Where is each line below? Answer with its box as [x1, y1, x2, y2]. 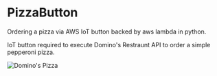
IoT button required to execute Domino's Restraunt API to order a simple [7, 40, 211, 49]
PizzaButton [7, 5, 78, 21]
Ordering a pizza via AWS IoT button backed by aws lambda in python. [7, 27, 207, 36]
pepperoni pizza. [7, 48, 55, 56]
